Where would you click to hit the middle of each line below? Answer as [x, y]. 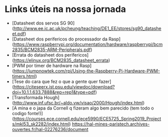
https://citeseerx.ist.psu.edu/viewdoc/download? [64, 86]
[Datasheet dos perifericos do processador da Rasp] [66, 39]
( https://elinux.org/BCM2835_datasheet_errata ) [61, 60]
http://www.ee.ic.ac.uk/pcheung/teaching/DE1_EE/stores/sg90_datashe [88, 28]
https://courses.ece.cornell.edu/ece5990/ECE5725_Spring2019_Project [88, 118]
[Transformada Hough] [36, 97]
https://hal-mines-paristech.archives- [111, 124]
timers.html [24, 76]
